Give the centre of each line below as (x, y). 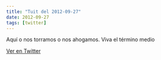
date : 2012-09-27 (28, 17)
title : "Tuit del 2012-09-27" (44, 12)
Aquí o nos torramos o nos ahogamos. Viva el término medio (80, 40)
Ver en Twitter (24, 51)
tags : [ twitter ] (26, 23)
